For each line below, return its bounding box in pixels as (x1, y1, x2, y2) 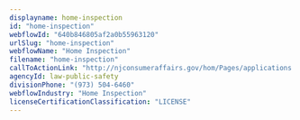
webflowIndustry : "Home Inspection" (9, 88, 147, 97)
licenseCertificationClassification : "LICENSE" (9, 97, 192, 106)
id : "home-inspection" (9, 22, 95, 31)
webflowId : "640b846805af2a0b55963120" (9, 30, 159, 39)
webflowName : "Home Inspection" (9, 47, 131, 56)
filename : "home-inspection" (9, 55, 119, 64)
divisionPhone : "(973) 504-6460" (9, 80, 135, 89)
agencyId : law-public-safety (9, 72, 119, 81)
